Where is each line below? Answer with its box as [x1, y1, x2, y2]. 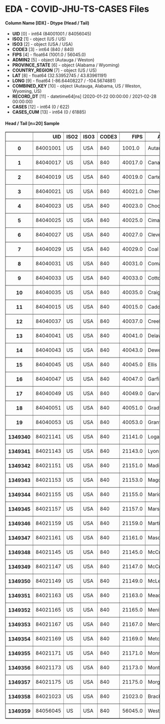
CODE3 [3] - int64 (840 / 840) [12, 47, 74, 53]
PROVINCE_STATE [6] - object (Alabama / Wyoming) [12, 62, 120, 68]
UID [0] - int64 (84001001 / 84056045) [12, 31, 92, 37]
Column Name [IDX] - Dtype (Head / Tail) [5, 20, 90, 26]
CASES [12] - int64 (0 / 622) [12, 104, 70, 110]
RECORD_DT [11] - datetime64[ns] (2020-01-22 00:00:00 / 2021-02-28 [12, 93, 157, 99]
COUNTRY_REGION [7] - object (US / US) [12, 67, 97, 73]
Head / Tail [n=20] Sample [5, 120, 60, 126]
